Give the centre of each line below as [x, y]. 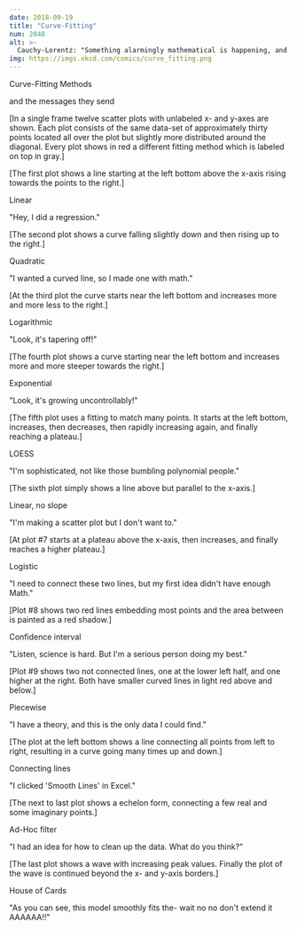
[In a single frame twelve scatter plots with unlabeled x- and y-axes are [139, 118]
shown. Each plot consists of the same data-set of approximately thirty [139, 128]
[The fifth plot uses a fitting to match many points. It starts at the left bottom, [148, 417]
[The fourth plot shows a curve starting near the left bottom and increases [145, 357]
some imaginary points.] [53, 812]
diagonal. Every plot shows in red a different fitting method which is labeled [147, 147]
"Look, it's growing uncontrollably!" [74, 400]
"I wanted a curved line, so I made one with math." [101, 278]
